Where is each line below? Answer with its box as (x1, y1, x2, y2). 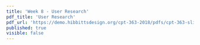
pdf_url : (6, 19, 28, 25)
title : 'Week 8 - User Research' (6, 8, 89, 15)
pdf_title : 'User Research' (6, 14, 76, 20)
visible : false (6, 30, 44, 36)
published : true (6, 25, 46, 31)
